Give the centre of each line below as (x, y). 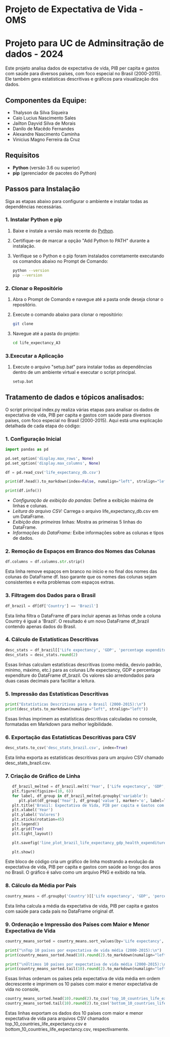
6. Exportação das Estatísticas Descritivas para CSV (71, 737)
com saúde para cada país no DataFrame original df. (60, 911)
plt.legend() (26, 824)
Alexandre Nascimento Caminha (46, 134)
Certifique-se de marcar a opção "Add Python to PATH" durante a (81, 240)
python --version (31, 270)
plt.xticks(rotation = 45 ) (38, 820)
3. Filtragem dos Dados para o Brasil (51, 596)
